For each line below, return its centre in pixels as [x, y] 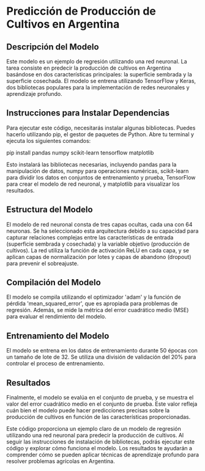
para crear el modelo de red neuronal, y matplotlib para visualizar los [93, 184]
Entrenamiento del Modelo [58, 336]
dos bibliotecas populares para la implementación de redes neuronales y [98, 87]
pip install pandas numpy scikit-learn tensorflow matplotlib [80, 152]
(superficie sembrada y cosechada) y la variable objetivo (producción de [98, 244]
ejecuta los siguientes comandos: [49, 141]
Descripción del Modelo [53, 47]
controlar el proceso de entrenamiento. [56, 363]
